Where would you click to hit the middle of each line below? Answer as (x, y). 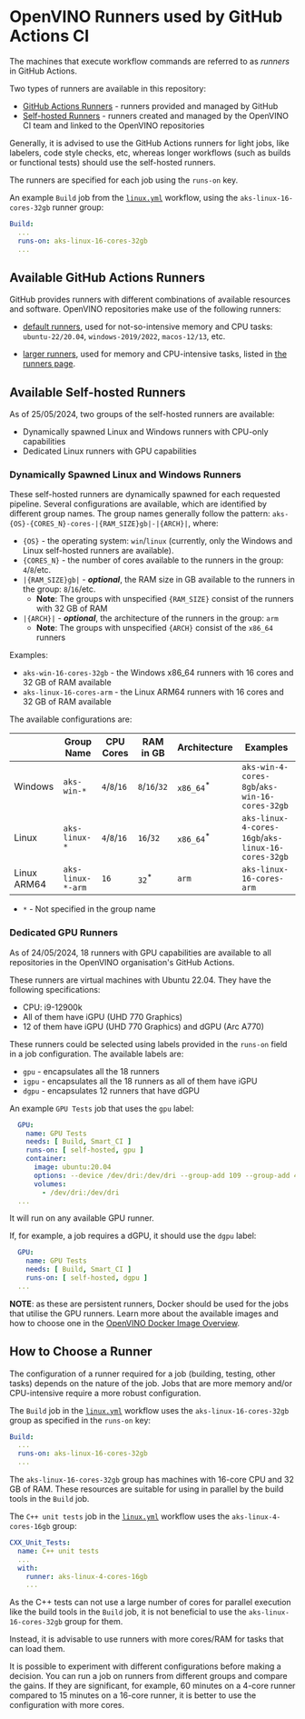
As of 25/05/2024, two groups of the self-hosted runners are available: (142, 415)
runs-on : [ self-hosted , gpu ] (85, 1150)
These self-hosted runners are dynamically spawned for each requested (145, 495)
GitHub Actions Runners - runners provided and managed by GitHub (150, 105)
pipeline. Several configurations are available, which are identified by (138, 504)
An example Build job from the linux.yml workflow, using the (124, 197)
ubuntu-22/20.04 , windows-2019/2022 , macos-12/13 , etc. (124, 336)
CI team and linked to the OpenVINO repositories (113, 125)
